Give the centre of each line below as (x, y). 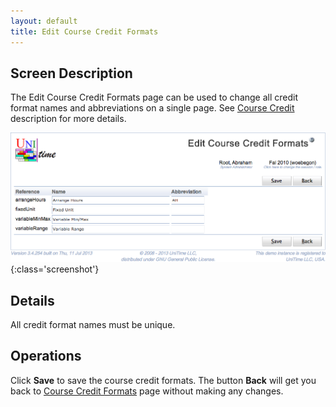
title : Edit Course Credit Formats (84, 31)
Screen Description (71, 73)
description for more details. (68, 119)
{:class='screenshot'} (55, 269)
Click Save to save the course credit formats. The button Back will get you (163, 380)
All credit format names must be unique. (93, 324)
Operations (46, 356)
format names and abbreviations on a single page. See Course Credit (152, 108)
